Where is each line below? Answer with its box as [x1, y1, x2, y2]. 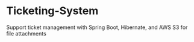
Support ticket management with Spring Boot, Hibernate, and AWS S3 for [6, 24, 188, 31]
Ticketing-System [6, 4, 99, 18]
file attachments [6, 30, 46, 37]
